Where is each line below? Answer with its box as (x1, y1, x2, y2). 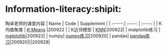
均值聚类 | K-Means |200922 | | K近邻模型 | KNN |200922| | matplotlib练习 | (5, 26, 160, 33)
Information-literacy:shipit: (5, 3, 122, 15)
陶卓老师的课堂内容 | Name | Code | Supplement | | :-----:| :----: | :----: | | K (5, 20, 162, 26)
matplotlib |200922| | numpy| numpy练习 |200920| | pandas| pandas (5, 33, 146, 39)
